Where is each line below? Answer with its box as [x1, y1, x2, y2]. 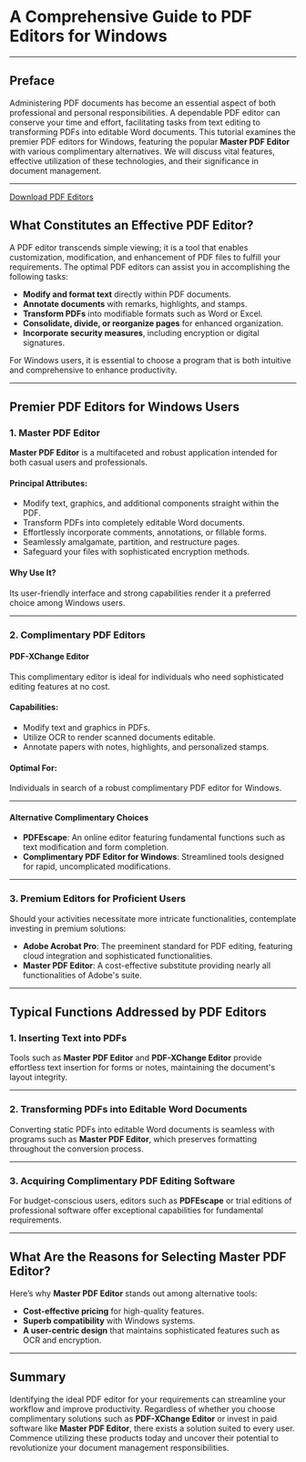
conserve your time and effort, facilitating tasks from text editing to [9, 117, 261, 128]
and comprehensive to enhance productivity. [9, 364, 178, 375]
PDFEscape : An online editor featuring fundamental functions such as [22, 832, 285, 843]
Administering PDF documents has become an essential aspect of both [9, 97, 276, 108]
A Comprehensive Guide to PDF [9, 6, 253, 27]
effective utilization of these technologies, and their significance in [9, 155, 260, 166]
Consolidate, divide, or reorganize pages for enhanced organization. [22, 317, 284, 329]
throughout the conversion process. [9, 1143, 144, 1154]
